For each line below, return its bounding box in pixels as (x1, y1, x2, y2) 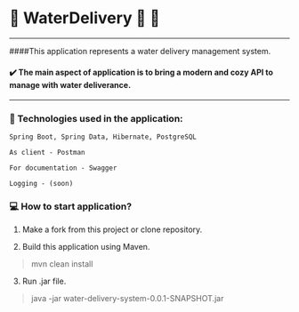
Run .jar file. (21, 276, 67, 286)
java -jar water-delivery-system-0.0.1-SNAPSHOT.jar (30, 292, 224, 303)
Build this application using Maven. (21, 241, 150, 252)
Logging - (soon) (9, 180, 74, 188)
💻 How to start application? (9, 200, 132, 212)
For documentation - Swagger (9, 164, 117, 172)
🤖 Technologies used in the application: (9, 113, 184, 125)
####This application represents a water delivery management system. (9, 45, 271, 56)
